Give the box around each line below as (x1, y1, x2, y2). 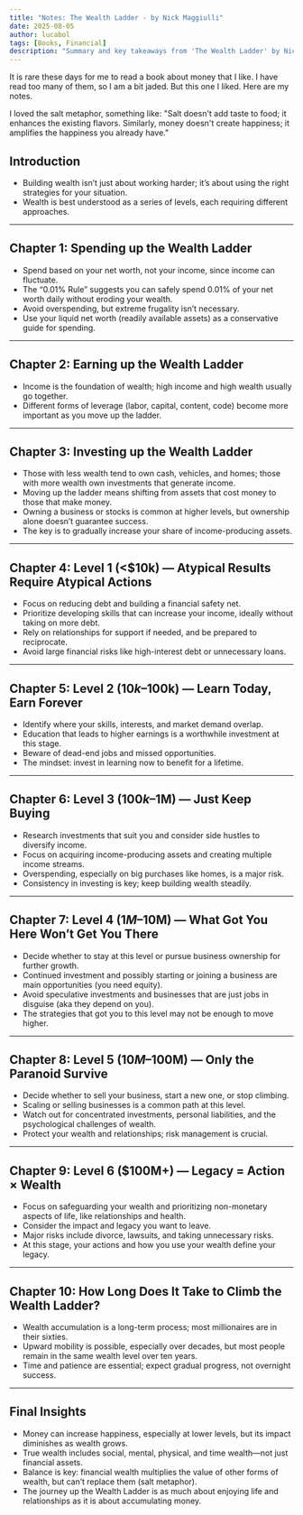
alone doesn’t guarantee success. (22, 516, 149, 527)
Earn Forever (9, 695, 83, 710)
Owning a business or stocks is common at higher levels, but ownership (22, 506, 290, 517)
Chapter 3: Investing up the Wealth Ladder (9, 444, 253, 459)
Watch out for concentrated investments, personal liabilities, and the (22, 1109, 277, 1120)
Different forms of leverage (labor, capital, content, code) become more (22, 400, 289, 411)
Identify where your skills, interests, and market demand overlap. (22, 719, 264, 729)
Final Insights (9, 1404, 87, 1419)
